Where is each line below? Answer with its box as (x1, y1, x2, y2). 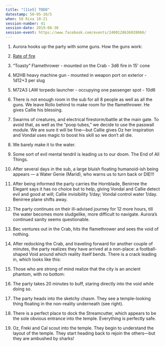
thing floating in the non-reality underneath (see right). (12, 301, 124, 307)
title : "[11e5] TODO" (5, 7, 50, 12)
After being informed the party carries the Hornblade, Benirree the (12, 181, 147, 187)
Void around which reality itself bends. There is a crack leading (29, 252, 157, 257)
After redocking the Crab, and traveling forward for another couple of (12, 241, 153, 247)
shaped (12, 252, 28, 257)
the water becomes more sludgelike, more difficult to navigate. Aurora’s (12, 211, 158, 217)
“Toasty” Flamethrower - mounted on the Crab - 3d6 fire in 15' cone (12, 63, 150, 68)
